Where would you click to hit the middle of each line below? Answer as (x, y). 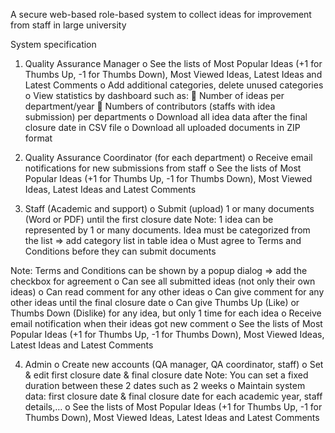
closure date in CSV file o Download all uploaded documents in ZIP (162, 127)
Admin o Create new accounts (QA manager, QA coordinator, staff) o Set (174, 364)
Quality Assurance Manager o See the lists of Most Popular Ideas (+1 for (173, 63)
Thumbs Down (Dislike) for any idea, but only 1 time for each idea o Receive (166, 313)
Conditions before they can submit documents (120, 251)
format (38, 138)
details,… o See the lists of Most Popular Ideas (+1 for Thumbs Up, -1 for (173, 407)
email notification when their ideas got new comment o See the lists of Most (166, 323)
